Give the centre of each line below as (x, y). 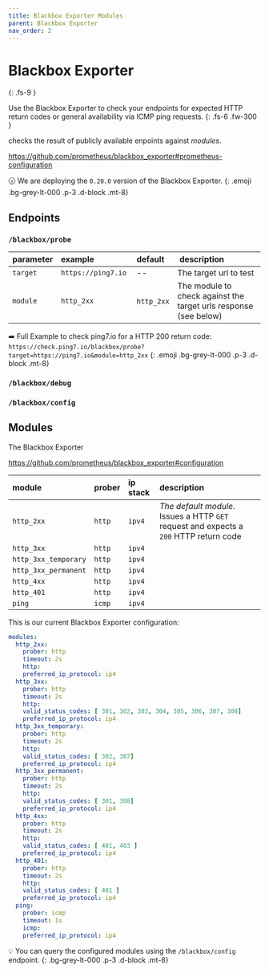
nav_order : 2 (30, 31)
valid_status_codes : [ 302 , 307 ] (78, 756)
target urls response (215, 306)
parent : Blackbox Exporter (53, 23)
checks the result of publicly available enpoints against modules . (115, 140)
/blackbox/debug (40, 383)
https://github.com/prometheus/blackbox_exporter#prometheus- (115, 157)
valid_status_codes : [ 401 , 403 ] (80, 846)
